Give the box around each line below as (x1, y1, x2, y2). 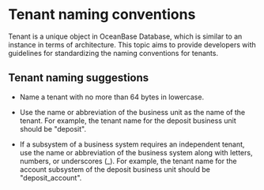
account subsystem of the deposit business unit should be (19, 164, 211, 174)
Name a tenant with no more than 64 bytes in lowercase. (19, 92, 204, 102)
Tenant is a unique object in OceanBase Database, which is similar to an (8, 32, 243, 41)
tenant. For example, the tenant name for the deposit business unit (19, 116, 236, 125)
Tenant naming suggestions (8, 71, 149, 84)
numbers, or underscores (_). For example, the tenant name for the (19, 156, 237, 166)
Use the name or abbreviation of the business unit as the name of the (19, 107, 246, 117)
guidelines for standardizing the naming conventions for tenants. (8, 48, 219, 58)
